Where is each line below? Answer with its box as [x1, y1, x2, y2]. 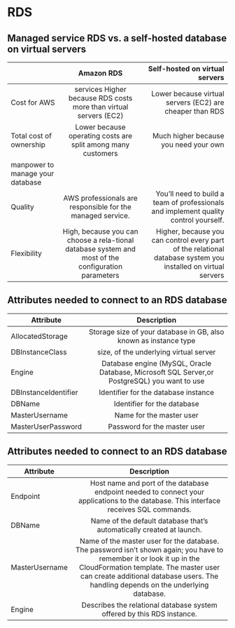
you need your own [160, 140, 225, 149]
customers [83, 149, 118, 158]
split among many [71, 140, 130, 149]
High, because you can [62, 227, 138, 236]
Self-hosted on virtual [148, 64, 225, 74]
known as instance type [117, 335, 196, 345]
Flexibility [10, 248, 42, 258]
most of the [81, 253, 120, 262]
